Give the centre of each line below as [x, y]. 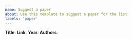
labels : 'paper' [21, 19]
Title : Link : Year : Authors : [32, 33]
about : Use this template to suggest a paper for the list [66, 14]
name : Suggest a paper [28, 10]
